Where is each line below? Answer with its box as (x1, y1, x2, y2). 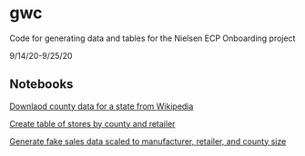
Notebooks (9, 76, 74, 93)
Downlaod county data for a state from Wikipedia (9, 101, 194, 112)
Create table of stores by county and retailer (9, 118, 176, 129)
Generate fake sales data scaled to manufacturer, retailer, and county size (9, 135, 287, 147)
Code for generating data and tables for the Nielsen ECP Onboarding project (9, 33, 296, 44)
